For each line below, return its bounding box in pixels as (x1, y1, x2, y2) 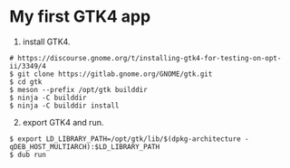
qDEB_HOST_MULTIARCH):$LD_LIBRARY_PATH (9, 142, 160, 151)
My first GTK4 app (9, 6, 151, 27)
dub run (17, 150, 47, 159)
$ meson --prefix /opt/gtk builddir (9, 85, 148, 94)
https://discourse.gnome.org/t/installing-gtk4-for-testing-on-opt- (17, 53, 282, 62)
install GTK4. (22, 36, 71, 47)
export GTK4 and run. (22, 117, 104, 127)
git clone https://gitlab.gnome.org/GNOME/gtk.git (17, 70, 213, 79)
